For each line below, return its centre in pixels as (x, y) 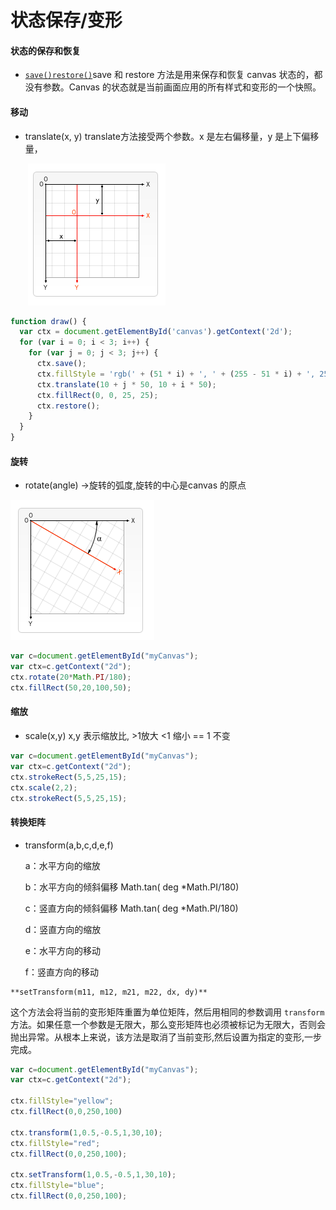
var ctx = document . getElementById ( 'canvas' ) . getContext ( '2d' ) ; (156, 332)
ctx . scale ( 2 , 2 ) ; (44, 787)
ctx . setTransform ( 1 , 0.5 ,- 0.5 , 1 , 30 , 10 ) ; (93, 1175)
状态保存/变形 (66, 20)
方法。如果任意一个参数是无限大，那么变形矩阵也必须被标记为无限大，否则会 (168, 1024)
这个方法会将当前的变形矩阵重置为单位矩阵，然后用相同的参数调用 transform (167, 1012)
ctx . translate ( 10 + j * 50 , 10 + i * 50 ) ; (126, 384)
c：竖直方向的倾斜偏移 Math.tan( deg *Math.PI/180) (131, 908)
